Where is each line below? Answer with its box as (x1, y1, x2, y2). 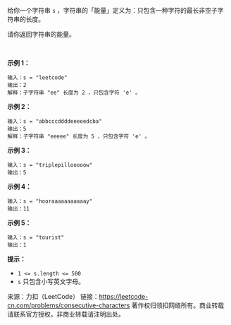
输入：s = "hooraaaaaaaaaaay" (7, 198, 93, 205)
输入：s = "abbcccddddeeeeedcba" (7, 118, 102, 125)
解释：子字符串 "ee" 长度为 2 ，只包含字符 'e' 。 (7, 89, 141, 96)
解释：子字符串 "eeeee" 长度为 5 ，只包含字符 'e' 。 (7, 133, 150, 140)
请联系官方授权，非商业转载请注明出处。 (7, 310, 125, 318)
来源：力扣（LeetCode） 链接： (7, 292, 100, 300)
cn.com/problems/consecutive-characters (7, 301, 130, 309)
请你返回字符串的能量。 (7, 30, 75, 38)
